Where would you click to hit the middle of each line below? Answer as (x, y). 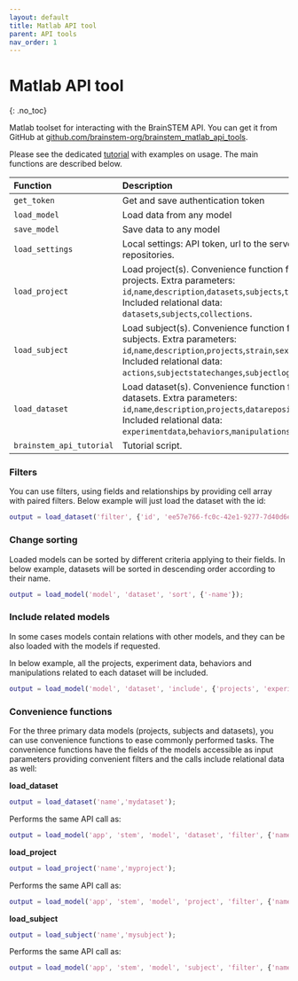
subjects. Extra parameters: (180, 340)
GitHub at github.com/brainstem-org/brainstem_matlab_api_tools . (129, 137)
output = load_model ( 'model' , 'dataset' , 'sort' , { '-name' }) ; (126, 594)
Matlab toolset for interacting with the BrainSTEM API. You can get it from (143, 128)
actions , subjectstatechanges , (184, 373)
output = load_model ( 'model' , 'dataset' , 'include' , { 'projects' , (134, 688)
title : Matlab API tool (53, 26)
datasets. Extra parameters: (180, 398)
